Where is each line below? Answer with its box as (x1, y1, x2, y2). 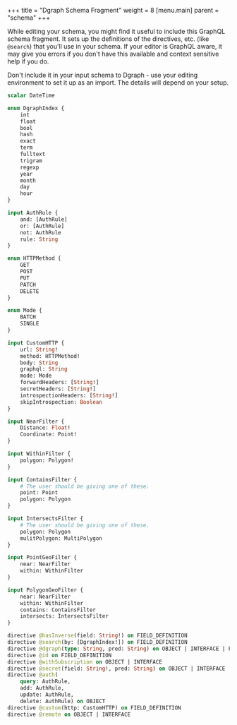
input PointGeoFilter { (7, 554, 78, 561)
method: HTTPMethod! (20, 352, 80, 359)
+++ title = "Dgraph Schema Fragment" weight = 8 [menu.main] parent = (7, 6, 219, 14)
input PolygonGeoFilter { (7, 586, 83, 594)
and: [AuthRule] (20, 215, 68, 223)
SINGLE (20, 320, 39, 328)
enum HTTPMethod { (7, 255, 61, 262)
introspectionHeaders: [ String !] (20, 392, 119, 399)
